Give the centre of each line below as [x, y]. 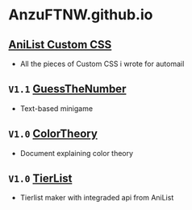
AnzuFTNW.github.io [81, 15]
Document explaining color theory [77, 153]
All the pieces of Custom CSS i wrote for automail [102, 64]
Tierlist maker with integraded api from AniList [97, 198]
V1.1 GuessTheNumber [67, 89]
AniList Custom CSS [60, 45]
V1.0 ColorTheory [53, 134]
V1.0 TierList [40, 179]
